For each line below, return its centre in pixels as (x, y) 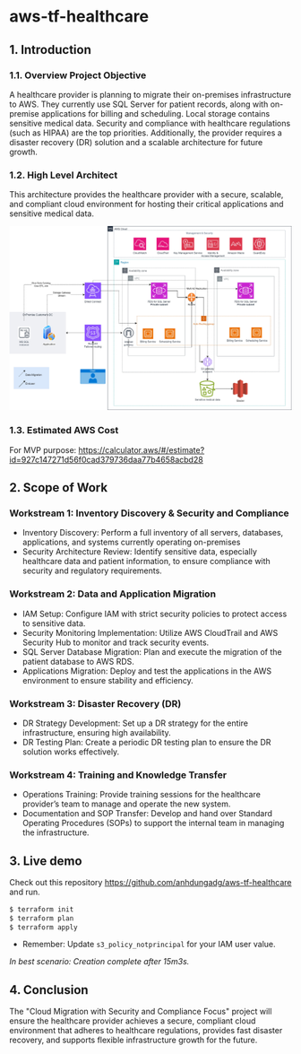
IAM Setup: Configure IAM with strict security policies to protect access (155, 614)
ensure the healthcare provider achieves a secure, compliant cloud (133, 1021)
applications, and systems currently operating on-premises (131, 542)
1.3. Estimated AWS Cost (64, 431)
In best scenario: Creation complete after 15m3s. (99, 962)
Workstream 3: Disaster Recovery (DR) (95, 703)
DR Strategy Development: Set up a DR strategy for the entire (135, 723)
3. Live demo (46, 861)
